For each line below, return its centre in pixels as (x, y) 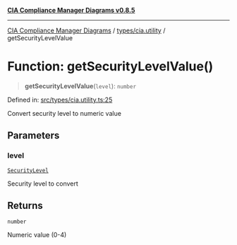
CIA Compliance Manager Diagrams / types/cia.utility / (86, 30)
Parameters (34, 136)
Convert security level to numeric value (65, 113)
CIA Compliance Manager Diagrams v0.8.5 (71, 10)
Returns (25, 206)
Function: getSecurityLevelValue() (110, 67)
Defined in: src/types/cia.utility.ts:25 (60, 100)
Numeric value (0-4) (37, 235)
